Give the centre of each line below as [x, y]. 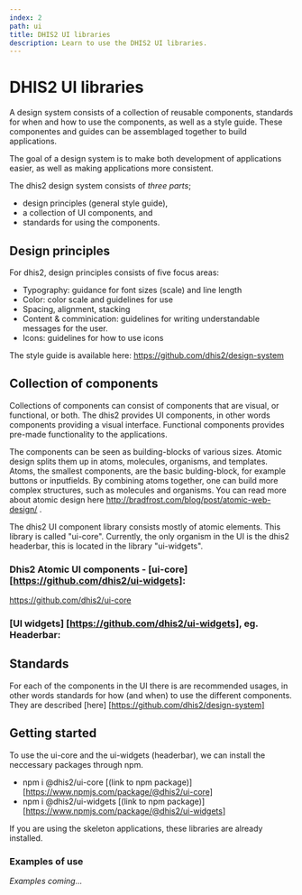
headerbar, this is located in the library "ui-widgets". [106, 546]
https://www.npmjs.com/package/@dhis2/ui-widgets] [126, 811]
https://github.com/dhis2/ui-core [70, 600]
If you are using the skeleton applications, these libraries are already [136, 828]
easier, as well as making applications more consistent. [111, 169]
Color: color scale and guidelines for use [98, 300]
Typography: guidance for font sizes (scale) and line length [132, 290]
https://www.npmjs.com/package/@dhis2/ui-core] [119, 791]
